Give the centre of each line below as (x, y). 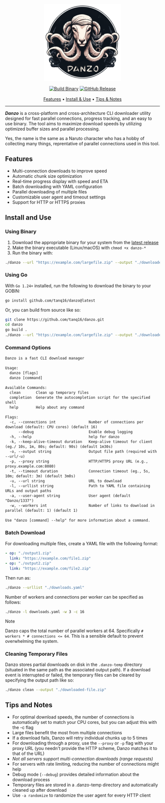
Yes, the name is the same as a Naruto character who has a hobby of (75, 138)
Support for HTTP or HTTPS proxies (49, 202)
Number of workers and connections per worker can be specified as (74, 597)
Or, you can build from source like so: (43, 310)
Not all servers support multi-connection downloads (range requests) (82, 759)
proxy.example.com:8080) (30, 467)
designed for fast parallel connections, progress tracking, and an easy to (79, 118)
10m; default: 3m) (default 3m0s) (41, 476)
